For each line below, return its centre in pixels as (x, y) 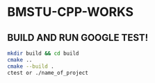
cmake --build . (31, 66)
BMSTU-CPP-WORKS (71, 12)
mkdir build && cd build (43, 53)
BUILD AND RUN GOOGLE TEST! (78, 38)
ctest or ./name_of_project (48, 73)
